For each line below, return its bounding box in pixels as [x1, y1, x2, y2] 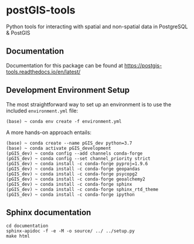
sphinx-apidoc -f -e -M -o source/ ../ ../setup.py [6, 228, 135, 234]
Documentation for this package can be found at [6, 62, 123, 69]
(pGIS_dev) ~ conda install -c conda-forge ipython [6, 192, 135, 198]
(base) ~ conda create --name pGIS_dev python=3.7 [6, 140, 132, 146]
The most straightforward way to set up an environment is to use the [6, 101, 172, 108]
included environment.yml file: [6, 107, 79, 114]
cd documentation [6, 223, 49, 229]
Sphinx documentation [6, 207, 91, 218]
